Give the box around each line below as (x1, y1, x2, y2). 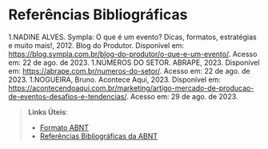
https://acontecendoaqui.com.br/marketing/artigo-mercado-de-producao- (8, 83, 254, 93)
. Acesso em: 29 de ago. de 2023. (126, 91, 238, 101)
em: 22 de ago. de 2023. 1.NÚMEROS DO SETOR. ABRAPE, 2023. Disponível (8, 58, 260, 67)
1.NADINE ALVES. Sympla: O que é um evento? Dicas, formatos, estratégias (8, 32, 258, 42)
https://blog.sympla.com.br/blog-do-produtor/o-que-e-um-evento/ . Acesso (8, 49, 258, 58)
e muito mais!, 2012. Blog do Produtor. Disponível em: (8, 40, 185, 50)
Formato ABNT (39, 123, 90, 132)
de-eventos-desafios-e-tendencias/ (8, 91, 127, 101)
